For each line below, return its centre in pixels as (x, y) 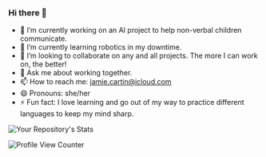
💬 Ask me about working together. (76, 73)
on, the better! (43, 64)
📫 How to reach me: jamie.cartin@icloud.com (95, 82)
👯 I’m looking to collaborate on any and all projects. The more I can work (139, 56)
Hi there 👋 (28, 13)
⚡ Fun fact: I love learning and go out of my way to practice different (132, 103)
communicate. (44, 38)
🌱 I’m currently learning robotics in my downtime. (101, 47)
